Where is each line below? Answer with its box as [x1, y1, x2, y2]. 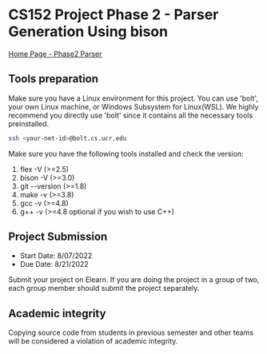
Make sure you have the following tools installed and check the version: [8, 149, 244, 158]
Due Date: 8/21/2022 [19, 260, 90, 269]
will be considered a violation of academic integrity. [8, 336, 178, 346]
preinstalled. [8, 118, 50, 129]
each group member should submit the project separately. [8, 284, 200, 293]
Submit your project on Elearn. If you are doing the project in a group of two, [8, 275, 260, 284]
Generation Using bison [8, 22, 169, 41]
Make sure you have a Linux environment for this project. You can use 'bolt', [8, 93, 258, 103]
